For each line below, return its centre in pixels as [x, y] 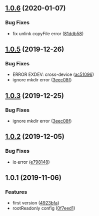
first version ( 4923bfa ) [36, 203]
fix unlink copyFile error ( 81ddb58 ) [48, 33]
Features [16, 192]
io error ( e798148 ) [31, 162]
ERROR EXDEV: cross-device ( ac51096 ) [53, 74]
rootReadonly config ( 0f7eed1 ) [44, 208]
